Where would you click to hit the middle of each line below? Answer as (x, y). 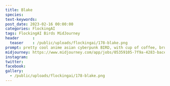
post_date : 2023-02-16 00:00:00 (39, 24)
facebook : (16, 66)
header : (20, 38)
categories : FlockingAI (30, 29)
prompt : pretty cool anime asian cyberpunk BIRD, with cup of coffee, (81, 48)
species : (14, 15)
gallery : (14, 71)
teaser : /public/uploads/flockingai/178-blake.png (69, 43)
